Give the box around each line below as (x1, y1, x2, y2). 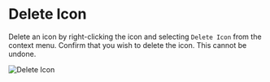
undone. (8, 49, 37, 58)
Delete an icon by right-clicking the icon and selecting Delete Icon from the (8, 32, 262, 41)
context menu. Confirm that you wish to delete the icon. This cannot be (8, 40, 247, 50)
